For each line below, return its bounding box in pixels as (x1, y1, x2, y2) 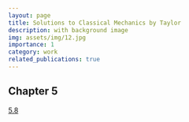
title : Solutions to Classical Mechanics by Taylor (8, 19, 181, 27)
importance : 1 (8, 41, 55, 49)
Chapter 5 (8, 84, 58, 98)
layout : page (8, 11, 51, 20)
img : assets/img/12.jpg (8, 33, 87, 42)
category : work (8, 48, 58, 56)
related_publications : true (8, 56, 101, 64)
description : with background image (8, 26, 128, 34)
